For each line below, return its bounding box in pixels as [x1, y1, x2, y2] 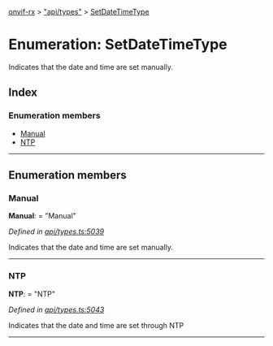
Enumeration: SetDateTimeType [8, 36, 227, 54]
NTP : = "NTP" [8, 288, 55, 299]
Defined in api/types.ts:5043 [8, 305, 105, 314]
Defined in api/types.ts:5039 [8, 227, 104, 236]
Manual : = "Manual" [8, 211, 77, 221]
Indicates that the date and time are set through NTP [8, 320, 184, 330]
